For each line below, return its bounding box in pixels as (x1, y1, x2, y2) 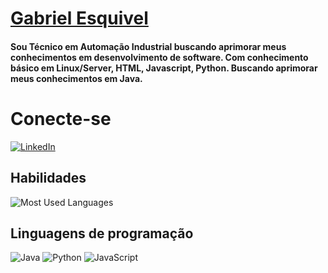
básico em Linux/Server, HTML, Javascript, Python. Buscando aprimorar (10, 62, 318, 74)
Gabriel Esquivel (10, 7, 149, 30)
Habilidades (10, 170, 87, 187)
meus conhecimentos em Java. (10, 72, 143, 84)
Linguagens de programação (10, 225, 194, 242)
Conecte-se (10, 107, 112, 130)
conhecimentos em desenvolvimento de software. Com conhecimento (10, 51, 309, 63)
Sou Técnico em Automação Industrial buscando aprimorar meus (10, 40, 287, 52)
